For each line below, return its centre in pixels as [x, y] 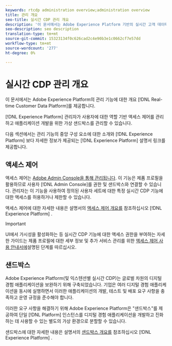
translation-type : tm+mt [32, 34]
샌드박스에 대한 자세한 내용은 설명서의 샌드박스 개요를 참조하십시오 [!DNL [78, 332]
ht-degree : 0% [20, 53]
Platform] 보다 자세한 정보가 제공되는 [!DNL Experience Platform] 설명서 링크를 [85, 140]
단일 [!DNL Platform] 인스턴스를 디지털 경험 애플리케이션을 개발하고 [87, 315]
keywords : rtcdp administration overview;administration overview [78, 10]
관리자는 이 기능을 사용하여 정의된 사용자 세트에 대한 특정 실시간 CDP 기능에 [88, 191]
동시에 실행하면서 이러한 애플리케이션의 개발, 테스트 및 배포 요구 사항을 [89, 291]
